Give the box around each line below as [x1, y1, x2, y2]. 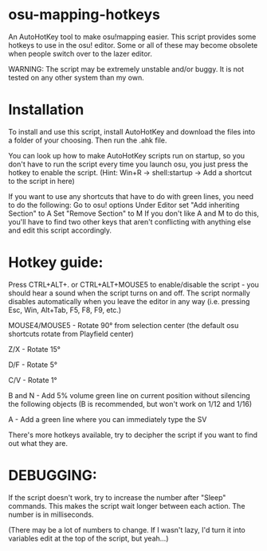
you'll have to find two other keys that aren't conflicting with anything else [8, 217, 251, 226]
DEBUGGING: [8, 467, 97, 484]
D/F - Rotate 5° [8, 360, 58, 369]
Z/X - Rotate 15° [8, 344, 61, 354]
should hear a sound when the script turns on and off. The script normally [8, 288, 251, 298]
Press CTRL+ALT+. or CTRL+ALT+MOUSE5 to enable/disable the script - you [8, 279, 259, 289]
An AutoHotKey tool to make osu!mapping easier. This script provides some [8, 32, 257, 41]
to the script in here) [8, 176, 76, 186]
